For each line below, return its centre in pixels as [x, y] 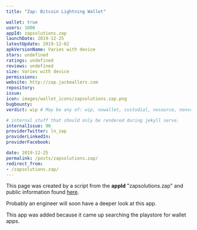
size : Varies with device [38, 71]
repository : [21, 88]
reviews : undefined [30, 66]
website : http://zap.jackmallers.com [52, 82]
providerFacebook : [28, 142]
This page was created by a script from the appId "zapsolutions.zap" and [95, 186]
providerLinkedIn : [28, 137]
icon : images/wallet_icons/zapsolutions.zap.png [67, 99]
